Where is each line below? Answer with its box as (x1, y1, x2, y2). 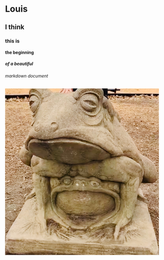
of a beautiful (5, 60, 33, 66)
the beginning (5, 50, 34, 56)
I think (5, 23, 24, 31)
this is (5, 38, 20, 44)
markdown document (5, 73, 48, 79)
